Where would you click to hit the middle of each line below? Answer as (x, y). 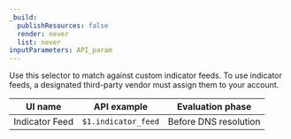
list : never (39, 42)
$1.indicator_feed (121, 122)
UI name (44, 107)
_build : (23, 17)
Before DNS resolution (214, 122)
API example (121, 107)
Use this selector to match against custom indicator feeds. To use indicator (146, 75)
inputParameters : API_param (61, 50)
